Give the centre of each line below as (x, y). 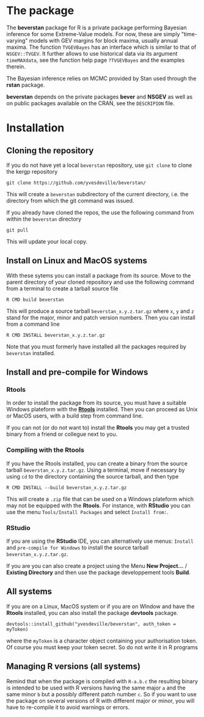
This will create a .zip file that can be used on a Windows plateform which (100, 499)
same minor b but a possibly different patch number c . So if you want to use (101, 694)
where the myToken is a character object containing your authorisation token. (102, 641)
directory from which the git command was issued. (70, 200)
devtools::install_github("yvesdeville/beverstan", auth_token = (91, 624)
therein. (16, 66)
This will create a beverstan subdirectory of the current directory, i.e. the (97, 194)
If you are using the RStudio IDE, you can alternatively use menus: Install (100, 541)
